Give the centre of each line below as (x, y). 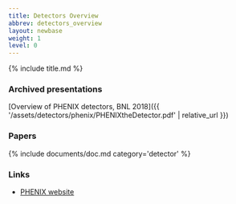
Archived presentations (55, 89)
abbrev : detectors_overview (55, 23)
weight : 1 (25, 38)
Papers (22, 136)
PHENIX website (47, 192)
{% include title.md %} (46, 68)
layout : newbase (35, 31)
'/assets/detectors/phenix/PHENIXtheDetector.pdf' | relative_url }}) (118, 115)
